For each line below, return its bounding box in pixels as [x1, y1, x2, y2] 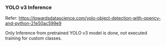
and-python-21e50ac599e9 [5, 20, 62, 26]
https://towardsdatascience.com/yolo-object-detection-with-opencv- [18, 15, 161, 21]
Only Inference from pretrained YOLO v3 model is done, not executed [5, 30, 148, 36]
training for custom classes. [5, 35, 62, 41]
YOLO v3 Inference [5, 4, 52, 11]
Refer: [5, 15, 18, 21]
